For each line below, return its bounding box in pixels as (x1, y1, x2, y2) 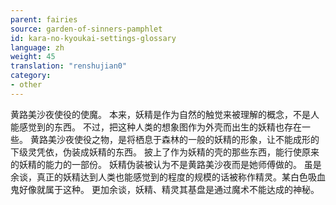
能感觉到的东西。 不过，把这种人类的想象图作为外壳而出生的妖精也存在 (10, 121, 302, 133)
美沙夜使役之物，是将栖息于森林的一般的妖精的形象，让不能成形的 (47, 133, 320, 145)
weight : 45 (10, 52, 56, 62)
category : (10, 71, 52, 81)
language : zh (10, 42, 65, 53)
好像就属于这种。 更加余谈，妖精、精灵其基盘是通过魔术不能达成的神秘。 (18, 183, 320, 195)
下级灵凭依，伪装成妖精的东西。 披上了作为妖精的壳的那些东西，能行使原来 (10, 146, 320, 158)
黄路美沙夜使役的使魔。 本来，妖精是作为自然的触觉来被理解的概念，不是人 (10, 108, 320, 120)
